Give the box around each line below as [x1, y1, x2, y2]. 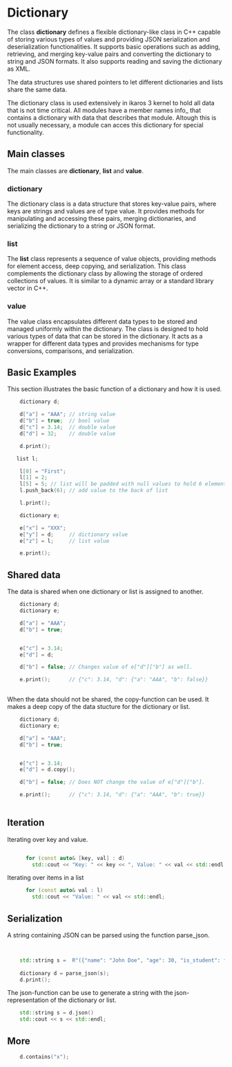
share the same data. [7, 85, 68, 93]
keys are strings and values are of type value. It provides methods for [7, 207, 205, 215]
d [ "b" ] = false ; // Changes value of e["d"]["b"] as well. [19, 663, 193, 671]
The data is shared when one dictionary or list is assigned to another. [7, 587, 204, 596]
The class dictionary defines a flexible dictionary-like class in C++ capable [7, 28, 221, 36]
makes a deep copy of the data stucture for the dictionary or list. [7, 703, 191, 711]
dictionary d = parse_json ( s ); [19, 969, 110, 977]
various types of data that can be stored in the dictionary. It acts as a [7, 332, 203, 340]
